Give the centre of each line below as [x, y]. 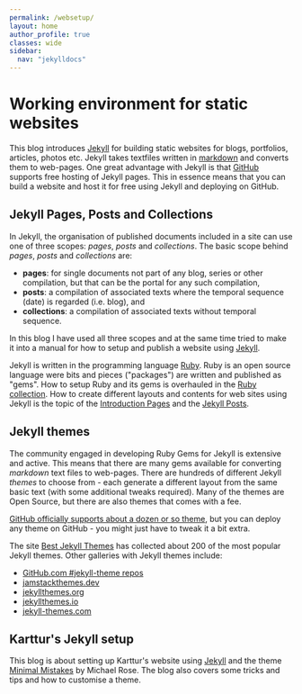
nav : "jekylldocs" [52, 59]
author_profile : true [50, 34]
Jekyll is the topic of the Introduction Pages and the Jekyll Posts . [129, 403]
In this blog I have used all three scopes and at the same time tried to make [148, 338]
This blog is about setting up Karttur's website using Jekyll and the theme [146, 661]
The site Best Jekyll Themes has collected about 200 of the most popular [145, 545]
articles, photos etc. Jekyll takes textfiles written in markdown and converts [149, 158]
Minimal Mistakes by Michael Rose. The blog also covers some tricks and [145, 671]
